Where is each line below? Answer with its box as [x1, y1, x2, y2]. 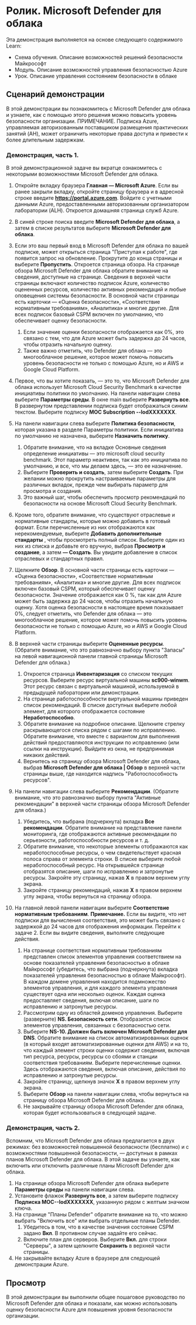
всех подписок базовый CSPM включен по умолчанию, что [14, 311, 164, 318]
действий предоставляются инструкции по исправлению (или [23, 739, 180, 746]
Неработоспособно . [23, 714, 75, 721]
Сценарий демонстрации [6, 89, 105, 99]
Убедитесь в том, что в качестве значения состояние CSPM [23, 1223, 174, 1230]
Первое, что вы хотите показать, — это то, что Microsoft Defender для [14, 377, 190, 384]
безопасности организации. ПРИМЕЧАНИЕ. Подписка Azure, [6, 118, 159, 125]
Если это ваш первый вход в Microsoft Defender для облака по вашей [14, 242, 189, 249]
